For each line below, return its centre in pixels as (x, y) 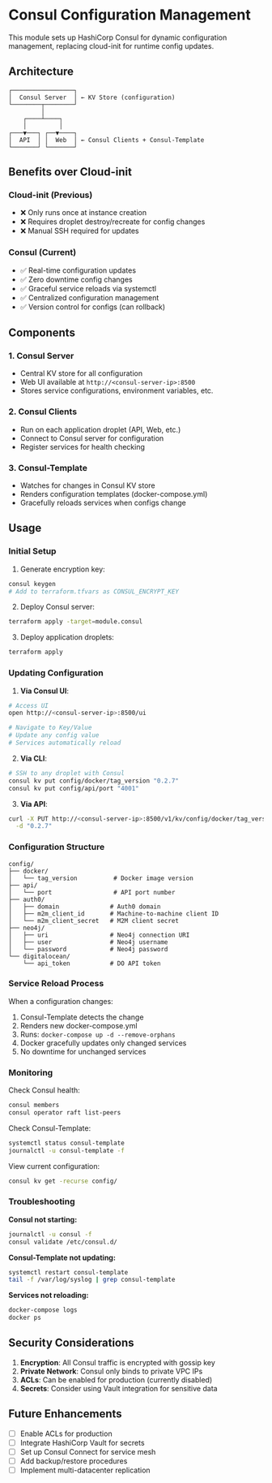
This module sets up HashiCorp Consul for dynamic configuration (118, 37)
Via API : (34, 804)
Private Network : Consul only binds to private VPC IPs (111, 1371)
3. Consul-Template (48, 468)
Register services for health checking (83, 446)
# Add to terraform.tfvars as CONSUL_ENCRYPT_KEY (94, 591)
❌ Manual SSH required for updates (79, 231)
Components (42, 333)
